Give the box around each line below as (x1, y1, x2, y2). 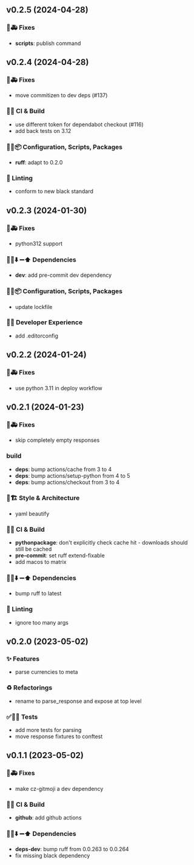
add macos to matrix (15, 558, 67, 566)
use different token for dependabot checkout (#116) (15, 121, 144, 128)
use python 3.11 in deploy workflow (15, 384, 103, 392)
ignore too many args (15, 619, 69, 626)
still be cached (15, 546, 52, 553)
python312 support (15, 240, 62, 247)
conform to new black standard (15, 188, 94, 195)
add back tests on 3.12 (15, 127, 72, 134)
